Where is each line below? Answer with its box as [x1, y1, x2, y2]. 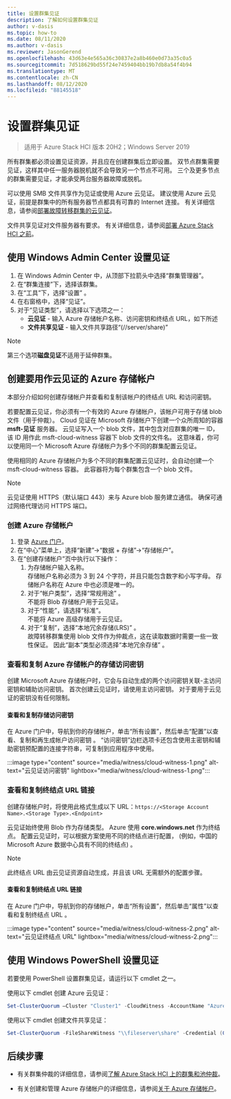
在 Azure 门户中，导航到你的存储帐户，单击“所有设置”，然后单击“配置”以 [7, 727, 213, 735]
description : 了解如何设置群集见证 [7, 17, 98, 23]
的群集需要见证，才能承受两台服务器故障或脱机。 [7, 175, 146, 183]
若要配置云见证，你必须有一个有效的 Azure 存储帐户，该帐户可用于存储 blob [7, 407, 222, 415]
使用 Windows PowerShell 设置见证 [7, 954, 159, 966]
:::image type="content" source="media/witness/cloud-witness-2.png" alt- [7, 924, 220, 932]
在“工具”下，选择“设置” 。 [16, 289, 91, 297]
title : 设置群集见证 [7, 10, 60, 17]
